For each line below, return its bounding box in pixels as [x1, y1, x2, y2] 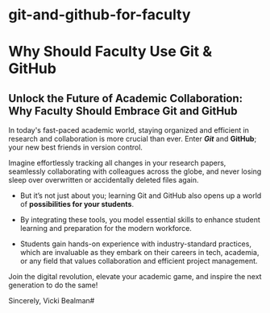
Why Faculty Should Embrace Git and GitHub [8, 104, 238, 117]
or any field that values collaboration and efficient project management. [19, 256, 258, 266]
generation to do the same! [8, 280, 98, 290]
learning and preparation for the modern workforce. [19, 224, 192, 233]
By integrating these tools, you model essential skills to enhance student [19, 215, 260, 224]
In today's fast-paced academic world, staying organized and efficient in [8, 126, 250, 135]
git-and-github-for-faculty [8, 6, 191, 24]
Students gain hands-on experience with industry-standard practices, [19, 239, 252, 249]
